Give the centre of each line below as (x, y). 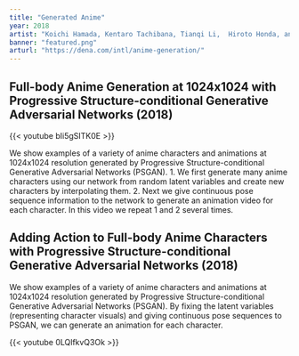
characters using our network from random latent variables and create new (147, 181)
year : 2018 (29, 26)
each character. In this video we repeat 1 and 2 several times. (121, 209)
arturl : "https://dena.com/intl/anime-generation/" (107, 51)
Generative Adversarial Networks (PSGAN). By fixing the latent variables (141, 306)
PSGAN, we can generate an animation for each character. (116, 325)
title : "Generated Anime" (57, 17)
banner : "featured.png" (53, 42)
